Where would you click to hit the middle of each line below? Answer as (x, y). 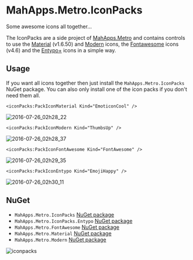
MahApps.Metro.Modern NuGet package (60, 239)
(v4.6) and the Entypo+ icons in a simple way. (61, 50)
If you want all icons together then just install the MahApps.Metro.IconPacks (95, 83)
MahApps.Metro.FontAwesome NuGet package (67, 227)
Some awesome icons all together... (49, 26)
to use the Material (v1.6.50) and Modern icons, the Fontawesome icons (92, 44)
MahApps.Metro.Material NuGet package (63, 233)
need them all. (23, 95)
